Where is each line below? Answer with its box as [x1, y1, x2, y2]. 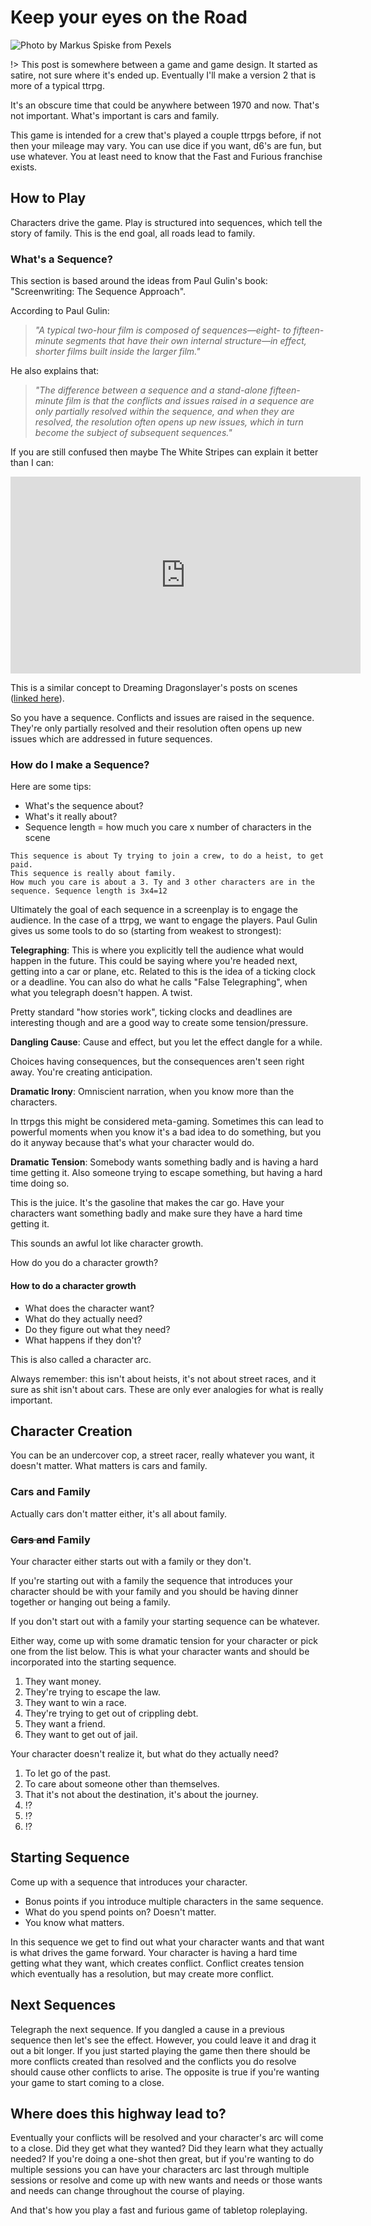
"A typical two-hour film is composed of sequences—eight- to [34, 324, 292, 336]
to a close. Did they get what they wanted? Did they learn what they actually [10, 2142, 324, 2155]
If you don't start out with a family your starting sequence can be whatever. [10, 1615, 320, 1627]
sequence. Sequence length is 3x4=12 [10, 886, 168, 896]
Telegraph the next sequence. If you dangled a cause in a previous [10, 2023, 285, 2035]
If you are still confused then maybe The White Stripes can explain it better [10, 446, 319, 458]
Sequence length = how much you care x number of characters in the [24, 821, 312, 833]
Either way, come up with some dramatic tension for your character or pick [10, 1634, 318, 1646]
